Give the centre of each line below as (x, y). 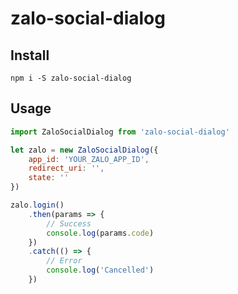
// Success (69, 223)
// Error (64, 261)
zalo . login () (37, 205)
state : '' (49, 178)
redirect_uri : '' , (66, 168)
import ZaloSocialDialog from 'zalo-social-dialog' (120, 132)
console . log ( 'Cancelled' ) (100, 270)
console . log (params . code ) (100, 233)
